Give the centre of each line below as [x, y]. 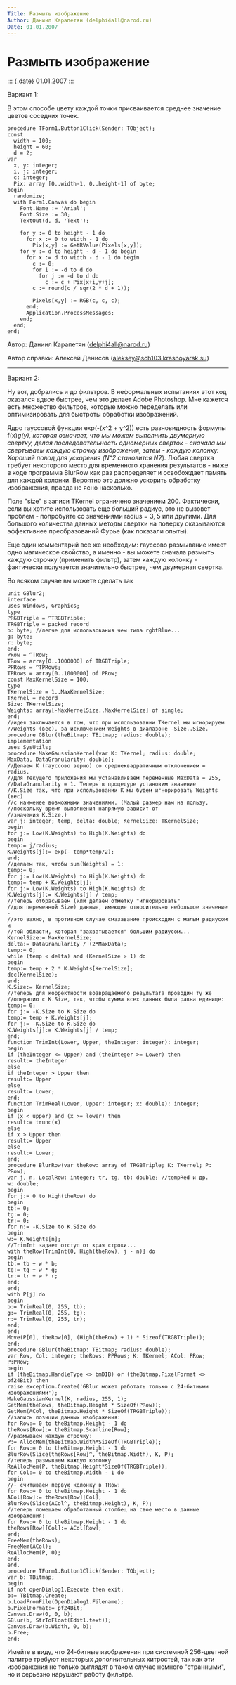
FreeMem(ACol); [29, 1547]
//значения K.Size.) [38, 815]
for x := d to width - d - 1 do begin [83, 258]
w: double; [23, 1184]
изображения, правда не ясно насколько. [70, 488]
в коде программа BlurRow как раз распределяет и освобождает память [117, 473]
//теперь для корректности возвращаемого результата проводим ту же [110, 994]
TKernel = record [33, 698]
